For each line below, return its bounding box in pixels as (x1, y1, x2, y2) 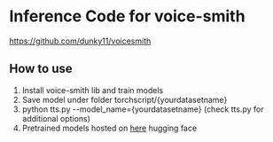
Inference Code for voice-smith (9, 6, 246, 27)
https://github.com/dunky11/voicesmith (9, 35, 152, 46)
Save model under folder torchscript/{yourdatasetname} (21, 94, 228, 105)
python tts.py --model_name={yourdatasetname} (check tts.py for (21, 104, 264, 114)
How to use (9, 61, 73, 76)
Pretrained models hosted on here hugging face (21, 122, 198, 133)
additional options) (21, 113, 91, 123)
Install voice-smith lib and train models (21, 84, 164, 95)
